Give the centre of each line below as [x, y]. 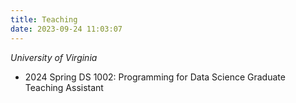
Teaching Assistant [64, 87]
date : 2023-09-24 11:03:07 [66, 29]
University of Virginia [54, 57]
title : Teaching [44, 19]
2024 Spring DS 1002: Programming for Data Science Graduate [155, 77]
